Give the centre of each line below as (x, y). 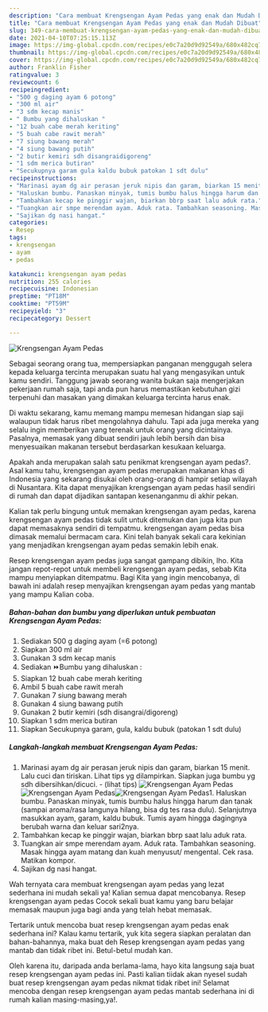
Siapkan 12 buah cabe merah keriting (81, 678)
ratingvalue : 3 (34, 75)
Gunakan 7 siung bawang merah (74, 695)
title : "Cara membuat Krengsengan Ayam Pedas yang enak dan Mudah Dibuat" (136, 23)
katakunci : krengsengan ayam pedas (68, 274)
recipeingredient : (39, 90)
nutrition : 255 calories (50, 282)
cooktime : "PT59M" (39, 304)
